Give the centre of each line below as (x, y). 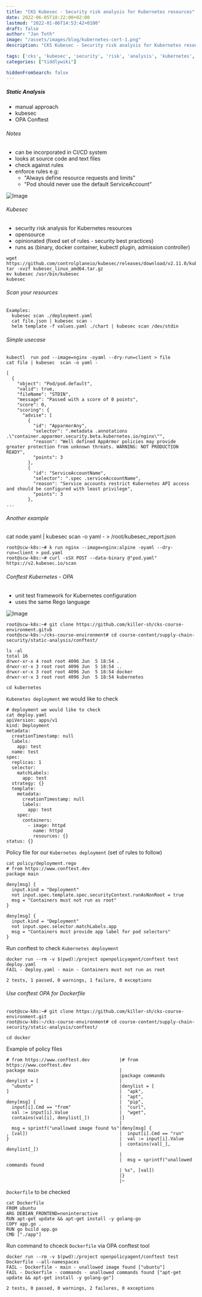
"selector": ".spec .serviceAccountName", (87, 478)
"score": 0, (32, 405)
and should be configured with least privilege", (70, 489)
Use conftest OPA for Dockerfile (46, 993)
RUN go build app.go (32, 1229)
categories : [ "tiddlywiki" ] (41, 62)
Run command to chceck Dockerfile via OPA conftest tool (78, 1245)
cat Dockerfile (25, 1203)
